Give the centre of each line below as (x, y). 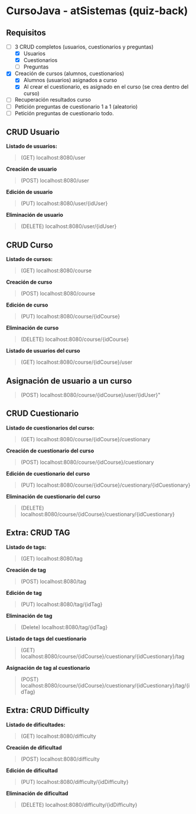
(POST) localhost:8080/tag (53, 581)
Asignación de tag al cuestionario (48, 668)
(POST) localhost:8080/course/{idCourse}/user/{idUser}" (90, 395)
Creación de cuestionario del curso (50, 451)
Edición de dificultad (32, 770)
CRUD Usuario (33, 132)
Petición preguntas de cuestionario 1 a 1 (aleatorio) (76, 106)
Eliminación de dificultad (37, 793)
